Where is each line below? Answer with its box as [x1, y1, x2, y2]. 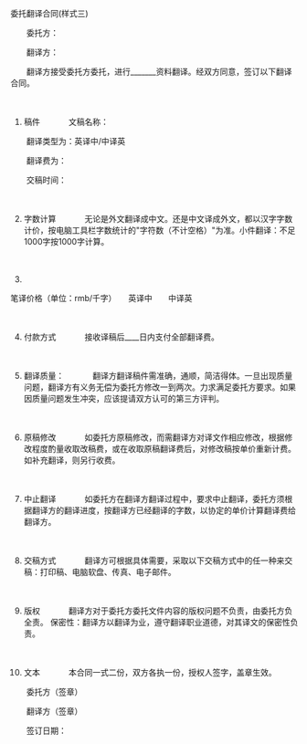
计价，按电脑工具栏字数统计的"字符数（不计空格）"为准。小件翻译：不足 [23, 225, 296, 236]
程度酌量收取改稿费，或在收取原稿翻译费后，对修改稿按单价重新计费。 [31, 444, 296, 454]
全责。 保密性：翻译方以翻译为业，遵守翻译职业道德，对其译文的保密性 [23, 617, 291, 627]
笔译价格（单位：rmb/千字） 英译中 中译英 [10, 293, 193, 303]
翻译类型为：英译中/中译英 [26, 136, 126, 146]
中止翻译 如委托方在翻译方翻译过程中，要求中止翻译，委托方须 [23, 494, 285, 504]
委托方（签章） [26, 686, 83, 697]
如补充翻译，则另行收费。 [23, 455, 121, 466]
